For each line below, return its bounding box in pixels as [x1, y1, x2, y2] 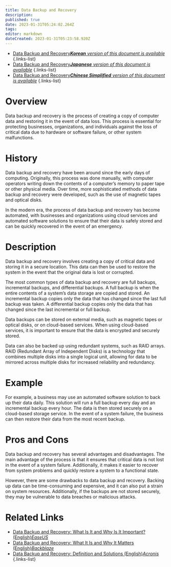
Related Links [5, 511, 64, 523]
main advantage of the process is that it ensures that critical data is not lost [5, 456, 164, 463]
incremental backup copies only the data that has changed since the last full [5, 295, 166, 301]
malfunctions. [5, 134, 34, 140]
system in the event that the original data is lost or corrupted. [5, 269, 134, 275]
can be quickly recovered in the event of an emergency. [5, 223, 123, 229]
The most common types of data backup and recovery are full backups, [5, 279, 157, 285]
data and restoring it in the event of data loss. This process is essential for [5, 118, 161, 124]
